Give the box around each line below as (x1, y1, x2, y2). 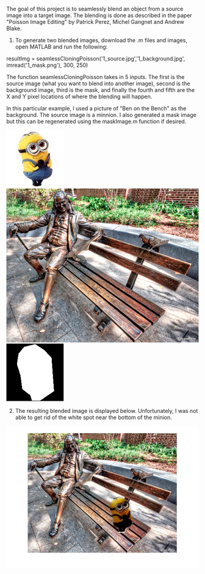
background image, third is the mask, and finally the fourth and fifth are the (6, 86, 195, 94)
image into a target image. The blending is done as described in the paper (6, 12, 192, 19)
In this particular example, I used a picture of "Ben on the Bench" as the (6, 105, 187, 112)
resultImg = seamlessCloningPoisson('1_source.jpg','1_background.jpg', (6, 55, 185, 62)
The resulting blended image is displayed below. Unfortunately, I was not (15, 407, 198, 415)
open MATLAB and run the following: (15, 43, 108, 50)
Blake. (6, 25, 22, 32)
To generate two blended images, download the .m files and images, (15, 37, 188, 43)
